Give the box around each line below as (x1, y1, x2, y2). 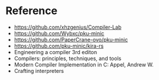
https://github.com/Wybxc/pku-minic (14, 29, 105, 36)
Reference (5, 4, 57, 18)
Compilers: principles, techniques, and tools (14, 55, 122, 62)
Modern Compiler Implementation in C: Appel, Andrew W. (14, 61, 154, 68)
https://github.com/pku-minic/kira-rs (14, 42, 104, 49)
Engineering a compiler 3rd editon (14, 48, 98, 55)
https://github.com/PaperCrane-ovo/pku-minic (14, 36, 128, 43)
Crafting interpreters (14, 67, 64, 74)
